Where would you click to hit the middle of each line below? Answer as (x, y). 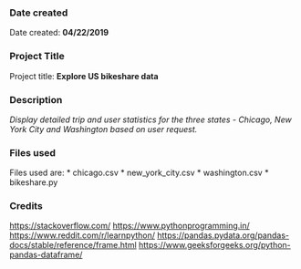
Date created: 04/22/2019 (59, 33)
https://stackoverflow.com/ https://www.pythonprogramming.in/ (130, 226)
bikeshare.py (34, 182)
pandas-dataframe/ (46, 255)
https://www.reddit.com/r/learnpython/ (83, 235)
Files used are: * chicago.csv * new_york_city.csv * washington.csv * (139, 173)
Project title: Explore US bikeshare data (84, 76)
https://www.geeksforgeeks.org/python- (215, 245)
